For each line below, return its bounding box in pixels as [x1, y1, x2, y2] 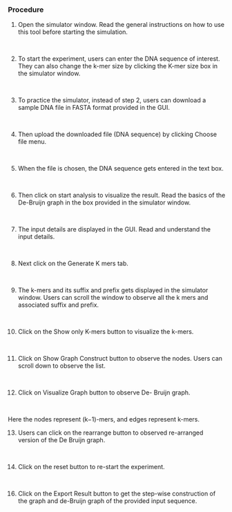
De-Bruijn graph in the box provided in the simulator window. [17, 198, 191, 207]
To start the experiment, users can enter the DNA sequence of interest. [17, 55, 220, 63]
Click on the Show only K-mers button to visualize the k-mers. [17, 328, 194, 336]
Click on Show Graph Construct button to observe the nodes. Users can [17, 354, 223, 363]
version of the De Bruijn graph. [17, 436, 106, 444]
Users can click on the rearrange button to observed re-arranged [17, 428, 204, 437]
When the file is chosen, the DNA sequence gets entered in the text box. [17, 164, 224, 173]
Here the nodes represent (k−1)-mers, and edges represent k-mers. [8, 415, 200, 424]
